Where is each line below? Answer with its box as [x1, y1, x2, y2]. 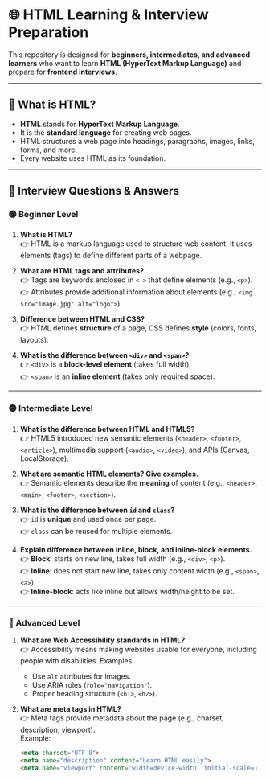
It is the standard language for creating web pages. [19, 127, 192, 138]
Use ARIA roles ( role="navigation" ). [31, 680, 153, 690]
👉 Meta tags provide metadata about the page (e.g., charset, [19, 713, 225, 723]
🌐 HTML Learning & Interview [8, 6, 209, 24]
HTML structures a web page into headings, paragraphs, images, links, [19, 136, 256, 146]
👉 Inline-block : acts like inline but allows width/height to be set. [19, 586, 235, 596]
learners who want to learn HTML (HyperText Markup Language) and [8, 58, 242, 68]
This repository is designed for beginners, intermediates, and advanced [8, 50, 251, 60]
